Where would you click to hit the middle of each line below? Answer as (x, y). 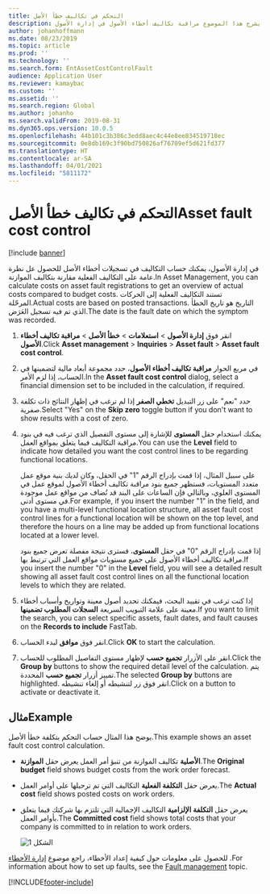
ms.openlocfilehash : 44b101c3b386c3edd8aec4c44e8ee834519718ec (117, 136)
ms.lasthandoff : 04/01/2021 (56, 166)
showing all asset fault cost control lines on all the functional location (135, 576)
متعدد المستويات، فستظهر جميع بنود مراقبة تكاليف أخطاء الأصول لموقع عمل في (139, 483)
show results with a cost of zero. (74, 418)
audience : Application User (56, 76)
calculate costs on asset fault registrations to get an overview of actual (126, 285)
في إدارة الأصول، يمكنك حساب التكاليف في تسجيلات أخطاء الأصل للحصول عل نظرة (134, 268)
